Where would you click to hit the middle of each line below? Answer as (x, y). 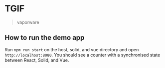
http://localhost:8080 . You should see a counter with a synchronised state (82, 55)
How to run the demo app (45, 38)
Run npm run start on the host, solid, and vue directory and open (72, 49)
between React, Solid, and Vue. (37, 60)
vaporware (28, 22)
